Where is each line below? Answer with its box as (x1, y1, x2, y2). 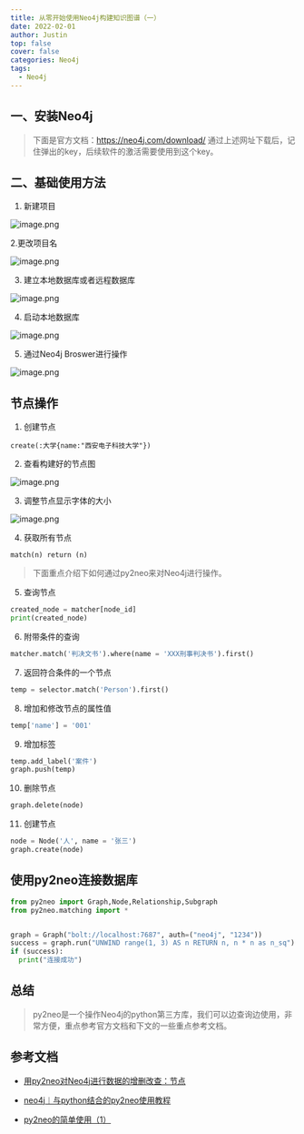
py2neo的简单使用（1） (23, 1114, 112, 1125)
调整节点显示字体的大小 (23, 495, 112, 506)
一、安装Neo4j (10, 108, 93, 124)
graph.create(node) (10, 845, 84, 855)
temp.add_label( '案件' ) (10, 756, 98, 765)
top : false (10, 38, 52, 48)
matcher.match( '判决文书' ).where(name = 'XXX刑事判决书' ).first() (10, 649, 255, 658)
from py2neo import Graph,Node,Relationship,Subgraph (10, 897, 219, 906)
